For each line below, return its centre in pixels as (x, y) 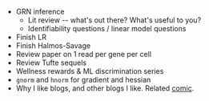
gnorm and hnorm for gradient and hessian (83, 80)
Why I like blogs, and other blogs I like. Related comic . (105, 88)
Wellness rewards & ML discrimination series (90, 71)
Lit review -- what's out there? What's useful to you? (115, 20)
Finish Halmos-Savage (53, 46)
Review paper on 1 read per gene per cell (84, 54)
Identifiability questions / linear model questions (107, 28)
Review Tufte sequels (51, 63)
